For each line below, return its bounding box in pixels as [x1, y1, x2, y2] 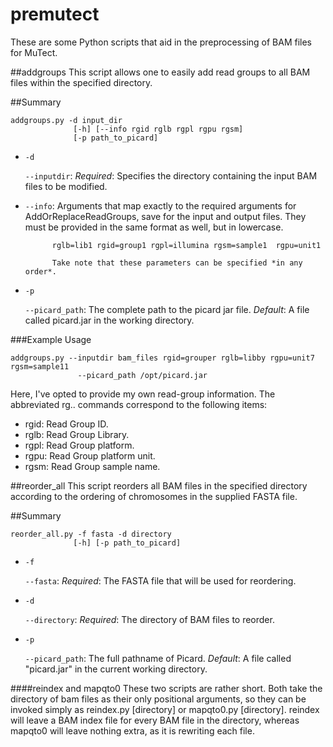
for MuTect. [10, 46, 58, 58]
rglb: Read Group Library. [24, 428, 130, 440]
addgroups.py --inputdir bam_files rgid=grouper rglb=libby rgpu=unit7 [10, 353, 315, 363]
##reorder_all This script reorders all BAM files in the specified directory [10, 479, 308, 492]
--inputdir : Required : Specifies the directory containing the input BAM [24, 169, 318, 182]
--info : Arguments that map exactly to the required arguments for [24, 199, 297, 212]
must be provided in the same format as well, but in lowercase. [24, 221, 284, 233]
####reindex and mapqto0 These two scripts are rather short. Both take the [10, 682, 323, 694]
